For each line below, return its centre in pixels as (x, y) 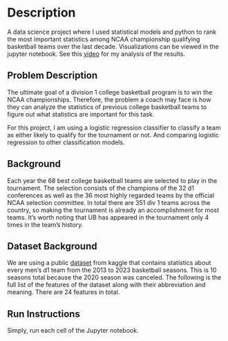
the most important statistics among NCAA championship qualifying (104, 39)
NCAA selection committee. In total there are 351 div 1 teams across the (109, 202)
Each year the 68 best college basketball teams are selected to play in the (112, 180)
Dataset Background (53, 246)
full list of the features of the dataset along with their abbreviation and (106, 285)
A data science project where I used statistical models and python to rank (112, 32)
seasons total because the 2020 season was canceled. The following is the (114, 277)
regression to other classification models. (66, 142)
